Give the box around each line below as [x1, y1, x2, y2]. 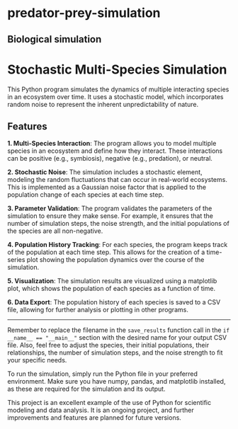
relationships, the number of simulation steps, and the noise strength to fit [7, 348, 223, 357]
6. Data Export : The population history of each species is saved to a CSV [7, 298, 221, 307]
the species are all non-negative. [7, 227, 103, 235]
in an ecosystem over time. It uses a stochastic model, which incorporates [7, 92, 224, 101]
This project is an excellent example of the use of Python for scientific [7, 399, 211, 407]
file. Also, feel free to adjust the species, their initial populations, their [7, 341, 210, 350]
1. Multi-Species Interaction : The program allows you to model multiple [7, 139, 217, 148]
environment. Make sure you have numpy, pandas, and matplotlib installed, [7, 377, 226, 386]
